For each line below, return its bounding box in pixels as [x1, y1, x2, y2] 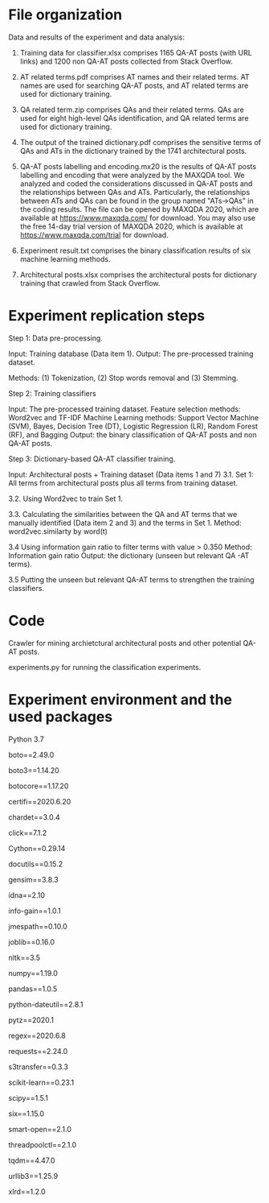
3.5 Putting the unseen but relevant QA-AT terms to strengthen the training [8, 574, 255, 585]
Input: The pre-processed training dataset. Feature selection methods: [8, 404, 241, 414]
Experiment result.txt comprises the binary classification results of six [19, 246, 251, 255]
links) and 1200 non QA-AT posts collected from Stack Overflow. [19, 56, 233, 66]
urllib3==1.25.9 [8, 1171, 59, 1180]
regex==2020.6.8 [8, 1031, 66, 1040]
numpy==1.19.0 [8, 968, 58, 978]
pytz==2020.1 [8, 1015, 55, 1024]
